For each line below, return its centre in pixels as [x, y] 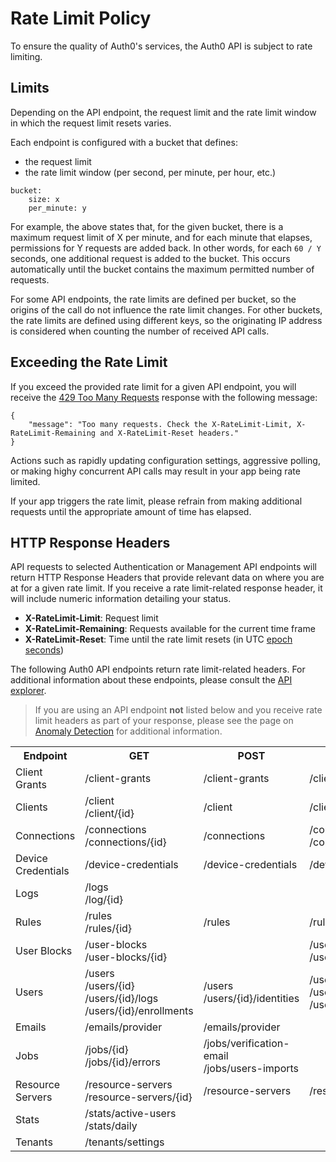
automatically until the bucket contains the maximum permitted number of [162, 269]
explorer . [28, 691]
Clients [31, 807]
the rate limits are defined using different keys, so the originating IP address [166, 320]
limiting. [26, 56]
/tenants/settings [124, 1142]
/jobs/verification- [246, 1044]
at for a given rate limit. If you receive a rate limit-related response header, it [166, 588]
